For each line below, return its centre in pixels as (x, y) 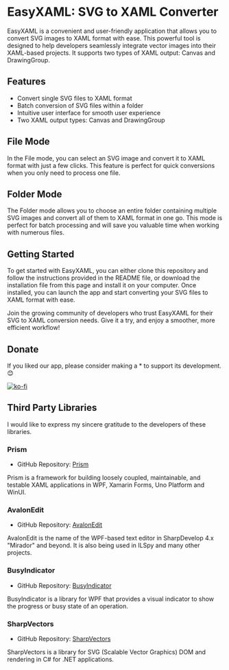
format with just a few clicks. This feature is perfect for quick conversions (111, 165)
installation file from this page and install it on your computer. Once (102, 285)
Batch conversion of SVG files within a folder (80, 105)
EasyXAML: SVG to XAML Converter (113, 12)
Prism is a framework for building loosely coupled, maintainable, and (104, 478)
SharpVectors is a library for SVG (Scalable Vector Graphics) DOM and (107, 652)
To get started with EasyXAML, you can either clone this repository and (108, 271)
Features (26, 82)
